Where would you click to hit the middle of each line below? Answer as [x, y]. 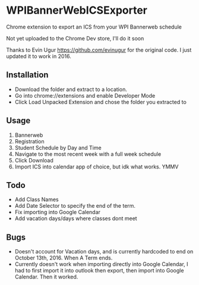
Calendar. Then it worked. [46, 277]
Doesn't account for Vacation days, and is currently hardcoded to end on [104, 252]
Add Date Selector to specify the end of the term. [75, 206]
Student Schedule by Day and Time [58, 148]
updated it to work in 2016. [39, 56]
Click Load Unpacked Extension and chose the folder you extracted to [101, 102]
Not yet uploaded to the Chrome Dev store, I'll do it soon [75, 38]
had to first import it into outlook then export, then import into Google [99, 271]
